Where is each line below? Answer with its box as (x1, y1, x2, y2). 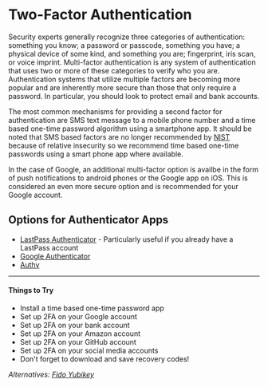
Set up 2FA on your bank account (19, 320, 130, 330)
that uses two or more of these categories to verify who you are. (8, 65, 220, 75)
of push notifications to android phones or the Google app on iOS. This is (8, 173, 249, 183)
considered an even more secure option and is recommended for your (8, 181, 239, 191)
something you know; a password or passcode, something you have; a (8, 40, 241, 49)
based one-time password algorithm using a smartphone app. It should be (8, 124, 253, 133)
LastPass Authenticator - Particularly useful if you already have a (19, 234, 234, 244)
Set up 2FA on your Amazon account (19, 329, 141, 338)
